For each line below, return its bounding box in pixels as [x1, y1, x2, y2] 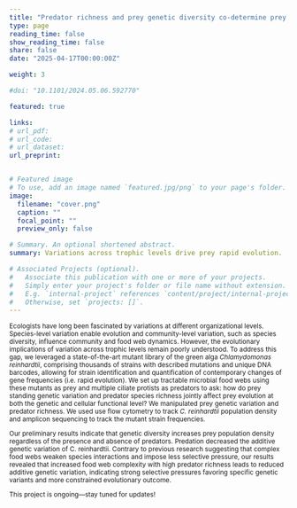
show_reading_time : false [9, 37, 104, 47]
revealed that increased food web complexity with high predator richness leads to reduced [9, 460, 285, 469]
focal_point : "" [17, 216, 77, 225]
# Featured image [9, 175, 73, 184]
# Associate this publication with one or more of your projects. [9, 272, 267, 282]
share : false [9, 46, 57, 55]
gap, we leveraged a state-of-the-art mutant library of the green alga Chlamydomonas [9, 353, 272, 362]
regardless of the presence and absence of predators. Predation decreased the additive [9, 436, 276, 446]
